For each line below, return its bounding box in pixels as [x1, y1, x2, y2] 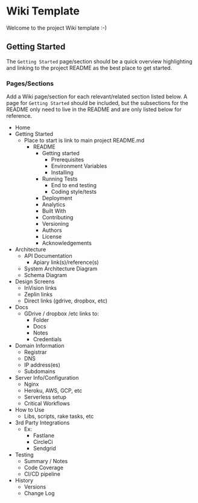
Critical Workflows [24, 400, 71, 407]
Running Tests [42, 175, 78, 182]
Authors [42, 226, 62, 234]
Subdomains [24, 368, 56, 375]
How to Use [14, 406, 45, 414]
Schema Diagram [24, 272, 68, 279]
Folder [33, 316, 49, 324]
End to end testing [51, 182, 97, 189]
